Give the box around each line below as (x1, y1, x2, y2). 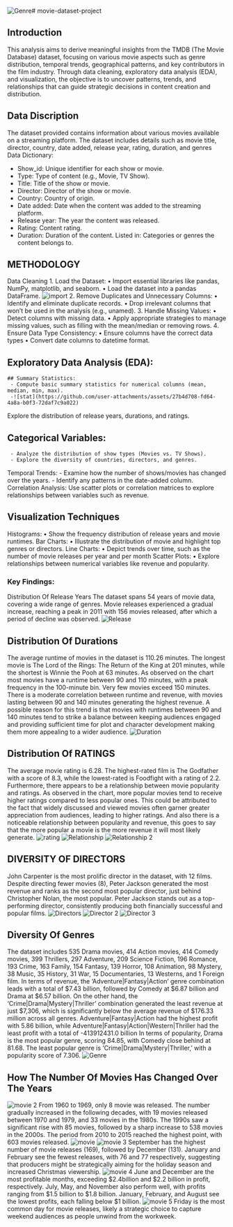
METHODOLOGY (7, 259, 81, 271)
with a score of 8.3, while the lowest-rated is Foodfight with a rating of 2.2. (7, 774, 221, 782)
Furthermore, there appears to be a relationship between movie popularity (7, 781, 220, 790)
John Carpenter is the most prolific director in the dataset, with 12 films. (7, 872, 213, 880)
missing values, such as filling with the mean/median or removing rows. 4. (7, 322, 219, 330)
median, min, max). (7, 387, 64, 394)
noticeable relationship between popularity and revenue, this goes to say (7, 818, 216, 827)
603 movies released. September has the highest (7, 1138, 206, 1147)
